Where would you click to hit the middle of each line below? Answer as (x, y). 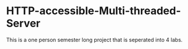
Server (23, 23)
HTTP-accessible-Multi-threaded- (94, 11)
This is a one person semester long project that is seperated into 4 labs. (95, 40)
